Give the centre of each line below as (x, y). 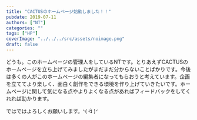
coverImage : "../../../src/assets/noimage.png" (66, 39)
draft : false (22, 45)
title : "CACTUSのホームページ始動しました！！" (59, 11)
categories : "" (25, 28)
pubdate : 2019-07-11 (31, 17)
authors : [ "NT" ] (26, 22)
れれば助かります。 (29, 98)
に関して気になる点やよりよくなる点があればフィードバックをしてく (108, 91)
